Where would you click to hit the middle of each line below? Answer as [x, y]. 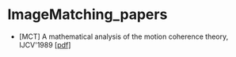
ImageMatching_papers [88, 15]
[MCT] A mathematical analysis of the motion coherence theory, [124, 36]
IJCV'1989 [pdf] [45, 44]
